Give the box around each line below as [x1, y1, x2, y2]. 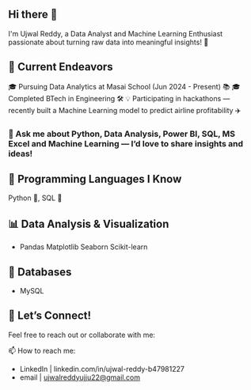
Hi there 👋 [8, 8, 58, 21]
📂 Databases [8, 265, 72, 278]
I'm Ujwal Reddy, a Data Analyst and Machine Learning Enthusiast [8, 28, 223, 38]
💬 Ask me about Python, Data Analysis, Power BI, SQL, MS [8, 128, 236, 139]
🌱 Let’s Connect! [8, 309, 92, 323]
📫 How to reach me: [8, 346, 76, 355]
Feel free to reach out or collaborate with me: [8, 330, 156, 339]
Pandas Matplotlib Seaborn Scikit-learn [19, 242, 148, 252]
